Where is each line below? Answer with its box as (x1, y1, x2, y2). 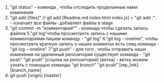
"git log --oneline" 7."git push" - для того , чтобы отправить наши (9, 46, 146, 52)
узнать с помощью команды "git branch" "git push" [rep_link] (9, 62, 139, 68)
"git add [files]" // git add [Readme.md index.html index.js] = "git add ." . (9, 15, 158, 20)
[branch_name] (9, 67, 41, 73)
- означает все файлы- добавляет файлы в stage (9, 20, 113, 26)
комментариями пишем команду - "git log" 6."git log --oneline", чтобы (9, 36, 158, 41)
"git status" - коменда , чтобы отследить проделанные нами (9, 4, 138, 10)
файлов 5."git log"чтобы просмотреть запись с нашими (9, 31, 128, 36)
